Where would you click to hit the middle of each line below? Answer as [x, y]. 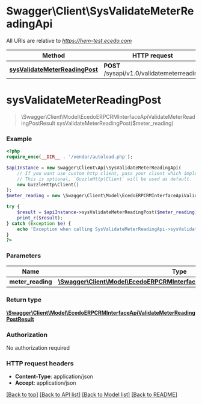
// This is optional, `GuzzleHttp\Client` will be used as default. [105, 179]
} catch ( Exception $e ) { [38, 223]
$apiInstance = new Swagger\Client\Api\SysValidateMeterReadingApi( [94, 168]
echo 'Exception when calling [55, 229]
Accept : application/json [45, 383]
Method [53, 55]
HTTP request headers [40, 364]
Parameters [23, 256]
